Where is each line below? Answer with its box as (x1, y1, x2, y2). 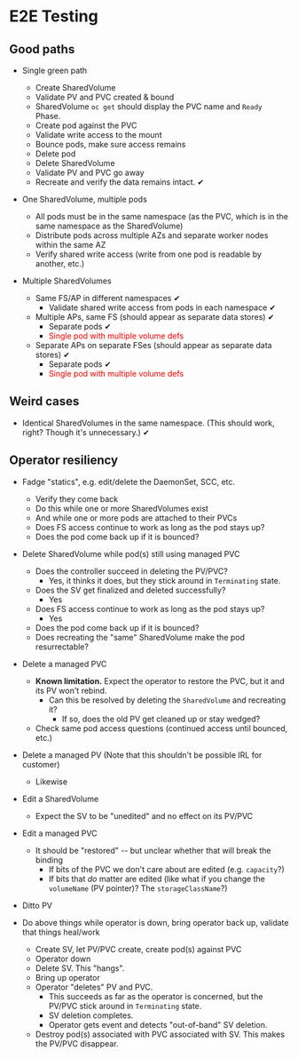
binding (35, 855, 64, 865)
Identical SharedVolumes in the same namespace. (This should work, (21, 418, 275, 428)
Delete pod (35, 148, 76, 159)
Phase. (35, 111, 61, 121)
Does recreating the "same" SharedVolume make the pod (35, 632, 246, 642)
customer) (21, 759, 60, 769)
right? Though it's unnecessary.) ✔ (21, 426, 150, 437)
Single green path (21, 65, 88, 76)
